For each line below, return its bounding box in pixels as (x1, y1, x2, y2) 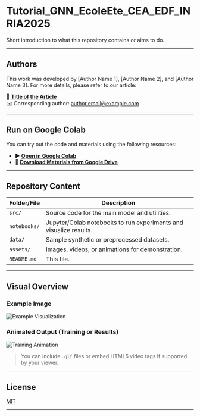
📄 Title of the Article (6, 93, 57, 100)
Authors (6, 60, 37, 70)
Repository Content (6, 181, 80, 191)
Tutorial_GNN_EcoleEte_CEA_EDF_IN (6, 4, 191, 18)
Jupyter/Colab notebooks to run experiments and (45, 218, 183, 227)
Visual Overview (6, 281, 69, 292)
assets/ (9, 246, 31, 253)
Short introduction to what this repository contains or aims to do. (6, 36, 165, 43)
